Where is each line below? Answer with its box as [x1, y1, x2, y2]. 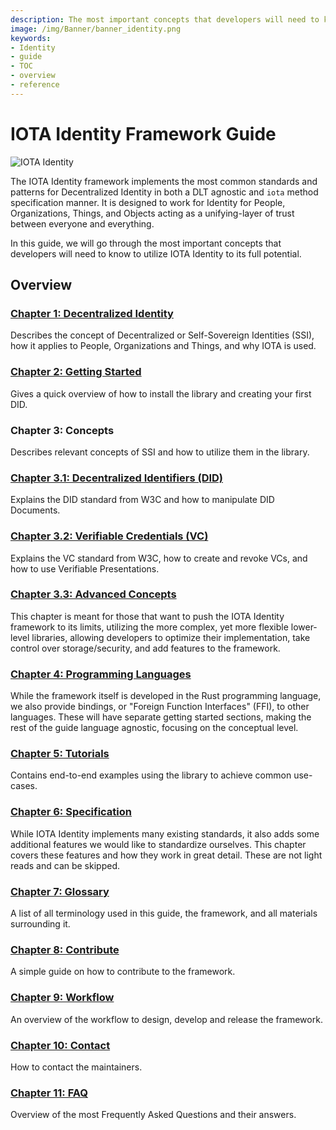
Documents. [10, 504, 61, 516]
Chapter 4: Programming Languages [10, 667, 192, 681]
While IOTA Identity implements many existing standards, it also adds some [10, 827, 320, 840]
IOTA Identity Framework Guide [10, 122, 277, 145]
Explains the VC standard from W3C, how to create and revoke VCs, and [10, 552, 308, 564]
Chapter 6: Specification [10, 805, 133, 819]
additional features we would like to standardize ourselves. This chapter [10, 838, 307, 850]
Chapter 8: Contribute [10, 942, 120, 956]
